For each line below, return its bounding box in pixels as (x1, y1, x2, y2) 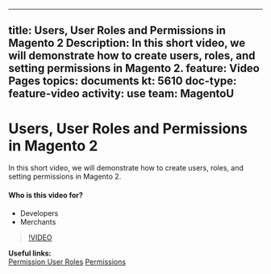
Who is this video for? (8, 190, 83, 200)
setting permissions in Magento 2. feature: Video (8, 61, 261, 75)
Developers (19, 208, 59, 218)
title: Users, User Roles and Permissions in (8, 23, 226, 37)
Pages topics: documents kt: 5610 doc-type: (8, 74, 237, 88)
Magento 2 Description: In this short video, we (8, 36, 246, 50)
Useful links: (8, 248, 52, 258)
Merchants (19, 217, 56, 226)
